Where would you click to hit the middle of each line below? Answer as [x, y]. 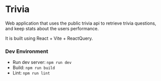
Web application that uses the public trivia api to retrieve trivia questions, [81, 23]
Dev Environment [27, 51]
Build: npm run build [34, 68]
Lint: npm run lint [31, 73]
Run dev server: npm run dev [42, 62]
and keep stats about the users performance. [52, 28]
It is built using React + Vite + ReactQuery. [49, 38]
